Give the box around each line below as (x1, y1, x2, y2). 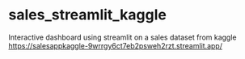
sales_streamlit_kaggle (8, 6, 167, 24)
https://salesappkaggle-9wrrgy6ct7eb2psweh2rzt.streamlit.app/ (8, 40, 222, 50)
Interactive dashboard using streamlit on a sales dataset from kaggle (8, 32, 237, 42)
